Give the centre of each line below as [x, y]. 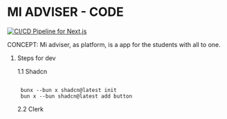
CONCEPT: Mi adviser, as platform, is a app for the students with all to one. [114, 44]
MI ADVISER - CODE [65, 12]
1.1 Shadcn [32, 71]
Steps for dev [36, 58]
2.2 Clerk [30, 109]
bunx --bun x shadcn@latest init [69, 90]
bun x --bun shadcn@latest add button [76, 96]
